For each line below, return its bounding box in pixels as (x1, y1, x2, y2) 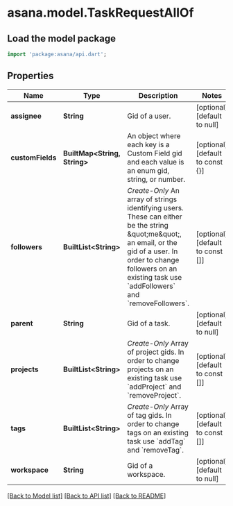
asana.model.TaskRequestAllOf (7, 5, 194, 21)
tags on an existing (127, 428, 189, 437)
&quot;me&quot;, (127, 229, 182, 239)
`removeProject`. (127, 390, 182, 400)
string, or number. (127, 174, 186, 184)
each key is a (127, 140, 170, 149)
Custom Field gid (127, 148, 182, 158)
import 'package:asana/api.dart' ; (7, 51, 107, 58)
